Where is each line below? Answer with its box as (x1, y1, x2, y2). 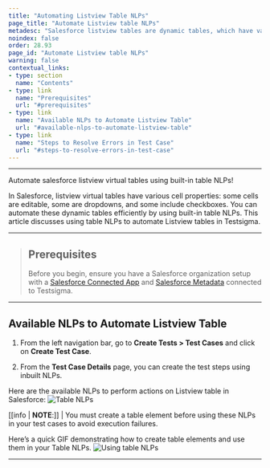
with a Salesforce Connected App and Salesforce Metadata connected (27, 278, 262, 287)
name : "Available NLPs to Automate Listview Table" (15, 116, 193, 124)
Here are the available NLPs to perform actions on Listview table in (8, 386, 230, 396)
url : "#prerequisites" (15, 101, 92, 109)
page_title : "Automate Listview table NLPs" (8, 19, 160, 27)
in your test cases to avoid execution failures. (8, 419, 158, 428)
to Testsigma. (27, 286, 74, 295)
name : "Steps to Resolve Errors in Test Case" (15, 138, 174, 147)
